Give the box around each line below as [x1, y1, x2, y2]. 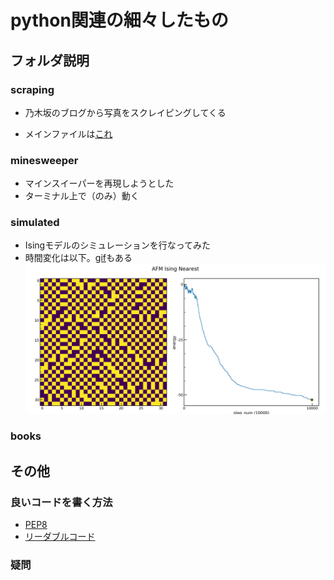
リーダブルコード [24, 531, 96, 543]
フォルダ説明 [10, 52, 90, 69]
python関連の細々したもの [10, 9, 229, 32]
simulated [10, 216, 60, 230]
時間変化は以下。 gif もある [24, 252, 133, 264]
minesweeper [10, 153, 79, 167]
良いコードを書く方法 [10, 495, 113, 509]
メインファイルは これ [24, 127, 113, 140]
